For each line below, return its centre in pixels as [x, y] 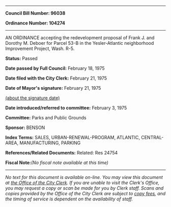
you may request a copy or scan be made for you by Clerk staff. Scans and [84, 188]
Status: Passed [22, 58]
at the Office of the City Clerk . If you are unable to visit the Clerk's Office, [82, 183]
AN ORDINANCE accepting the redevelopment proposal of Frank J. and [80, 38]
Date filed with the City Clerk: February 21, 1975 [56, 78]
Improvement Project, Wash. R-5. [40, 48]
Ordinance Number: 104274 [35, 23]
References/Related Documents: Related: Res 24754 [62, 153]
